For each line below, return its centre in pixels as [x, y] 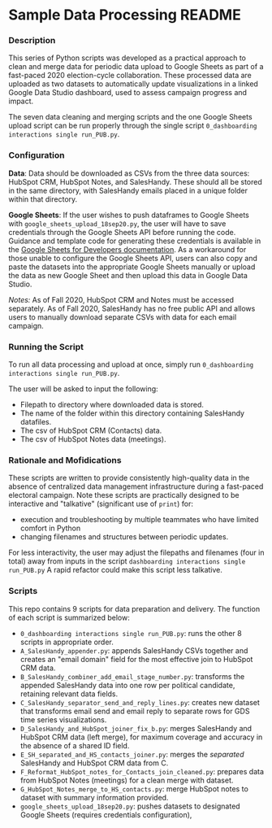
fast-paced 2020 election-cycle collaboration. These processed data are [130, 76]
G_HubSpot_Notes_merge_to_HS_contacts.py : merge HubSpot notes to [134, 789]
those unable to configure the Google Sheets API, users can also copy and [133, 258]
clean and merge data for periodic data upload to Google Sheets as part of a [136, 67]
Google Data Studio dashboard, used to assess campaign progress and [128, 93]
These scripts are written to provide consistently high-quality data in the [129, 478]
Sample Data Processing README [125, 15]
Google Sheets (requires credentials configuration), [106, 814]
